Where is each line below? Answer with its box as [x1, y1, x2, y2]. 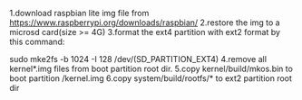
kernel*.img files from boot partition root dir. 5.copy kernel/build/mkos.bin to [9, 63, 293, 74]
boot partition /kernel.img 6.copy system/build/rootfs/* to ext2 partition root [9, 73, 293, 84]
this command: [9, 36, 65, 47]
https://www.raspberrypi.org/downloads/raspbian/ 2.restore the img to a [9, 17, 280, 28]
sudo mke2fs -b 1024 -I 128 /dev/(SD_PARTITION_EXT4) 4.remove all [9, 54, 268, 64]
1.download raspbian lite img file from [9, 8, 150, 18]
